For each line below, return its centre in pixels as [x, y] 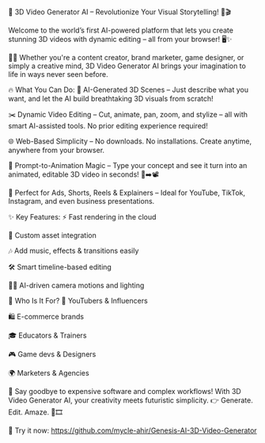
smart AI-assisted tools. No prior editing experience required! [108, 126]
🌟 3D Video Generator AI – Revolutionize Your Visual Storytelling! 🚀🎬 [120, 12]
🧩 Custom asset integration [53, 235]
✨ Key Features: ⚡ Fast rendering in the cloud [82, 217]
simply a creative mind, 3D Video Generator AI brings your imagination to [127, 66]
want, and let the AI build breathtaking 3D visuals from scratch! [111, 99]
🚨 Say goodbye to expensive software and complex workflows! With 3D [125, 391]
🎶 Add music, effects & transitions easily [74, 250]
